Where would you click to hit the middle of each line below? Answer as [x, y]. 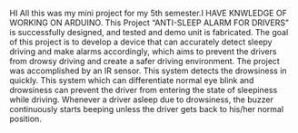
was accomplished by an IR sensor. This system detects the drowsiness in [149, 71]
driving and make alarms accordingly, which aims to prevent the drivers [143, 52]
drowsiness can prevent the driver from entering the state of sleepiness [144, 90]
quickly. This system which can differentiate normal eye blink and [132, 80]
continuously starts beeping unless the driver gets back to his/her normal [147, 109]
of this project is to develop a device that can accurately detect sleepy [141, 42]
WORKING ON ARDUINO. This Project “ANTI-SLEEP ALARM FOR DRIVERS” [149, 23]
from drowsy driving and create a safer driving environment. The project [144, 61]
